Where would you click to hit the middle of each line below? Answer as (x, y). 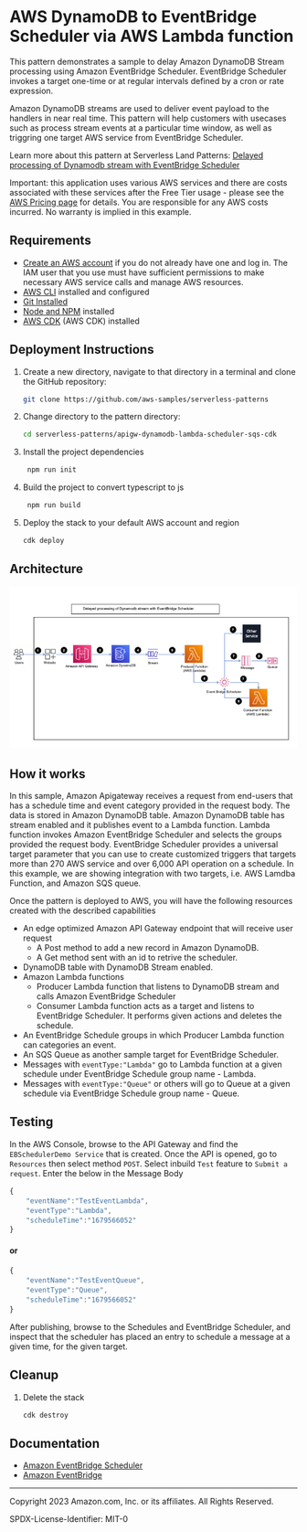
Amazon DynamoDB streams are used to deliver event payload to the (139, 108)
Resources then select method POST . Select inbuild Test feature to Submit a (148, 1164)
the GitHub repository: (64, 381)
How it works (48, 774)
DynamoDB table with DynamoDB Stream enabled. (117, 967)
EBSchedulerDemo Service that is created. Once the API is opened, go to (143, 1154)
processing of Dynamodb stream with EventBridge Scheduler (125, 165)
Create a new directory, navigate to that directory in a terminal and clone (159, 371)
